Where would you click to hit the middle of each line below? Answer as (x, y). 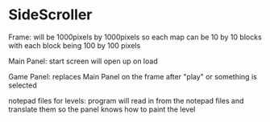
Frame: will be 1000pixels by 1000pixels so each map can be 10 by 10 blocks (135, 37)
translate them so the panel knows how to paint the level (102, 109)
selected (23, 85)
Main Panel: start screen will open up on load (83, 61)
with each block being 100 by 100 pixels (75, 45)
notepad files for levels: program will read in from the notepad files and (126, 100)
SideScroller (50, 15)
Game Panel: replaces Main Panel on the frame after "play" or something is (133, 76)
